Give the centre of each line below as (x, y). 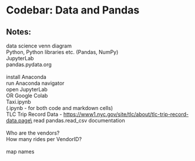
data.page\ (19, 120)
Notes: (19, 32)
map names (20, 152)
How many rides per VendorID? (44, 139)
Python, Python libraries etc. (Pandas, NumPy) (62, 52)
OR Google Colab (27, 95)
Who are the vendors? (33, 133)
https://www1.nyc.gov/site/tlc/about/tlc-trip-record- (126, 114)
